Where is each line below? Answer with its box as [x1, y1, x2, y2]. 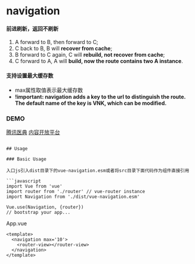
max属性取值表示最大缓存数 [14, 86, 83, 94]
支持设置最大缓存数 [6, 72, 54, 79]
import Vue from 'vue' [6, 183, 63, 189]
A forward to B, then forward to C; [14, 39, 98, 46]
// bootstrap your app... [6, 209, 70, 215]
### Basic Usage [6, 156, 47, 162]
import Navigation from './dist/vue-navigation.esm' [6, 194, 140, 200]
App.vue [6, 219, 27, 227]
